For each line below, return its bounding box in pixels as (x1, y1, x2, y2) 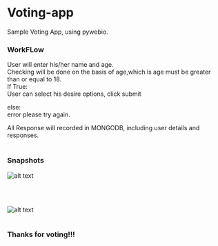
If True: (7, 83, 28, 91)
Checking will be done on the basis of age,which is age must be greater (7, 68, 211, 76)
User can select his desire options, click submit (7, 90, 141, 98)
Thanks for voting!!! (7, 229, 76, 239)
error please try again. (7, 110, 70, 119)
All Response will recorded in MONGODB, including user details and (7, 124, 200, 132)
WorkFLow (7, 45, 45, 54)
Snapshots (7, 156, 45, 165)
